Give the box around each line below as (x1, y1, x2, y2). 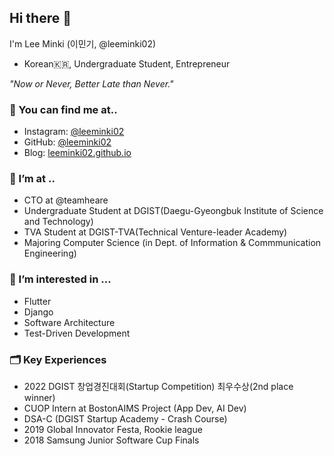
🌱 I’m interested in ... (9, 272, 112, 286)
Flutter (23, 295, 52, 307)
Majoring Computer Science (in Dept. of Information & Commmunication (23, 237, 322, 249)
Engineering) (23, 247, 77, 260)
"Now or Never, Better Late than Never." (9, 77, 174, 90)
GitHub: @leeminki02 (23, 136, 112, 148)
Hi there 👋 (9, 10, 72, 27)
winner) (23, 392, 56, 403)
